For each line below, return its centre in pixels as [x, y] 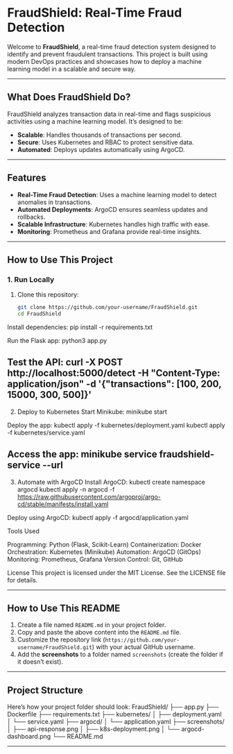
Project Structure [45, 690]
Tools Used [23, 531]
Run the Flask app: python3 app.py [57, 341]
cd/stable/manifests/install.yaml [63, 504]
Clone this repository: [48, 295]
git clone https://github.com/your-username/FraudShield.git [107, 308]
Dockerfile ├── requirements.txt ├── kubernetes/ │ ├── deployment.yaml [114, 714]
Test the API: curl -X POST [65, 362]
